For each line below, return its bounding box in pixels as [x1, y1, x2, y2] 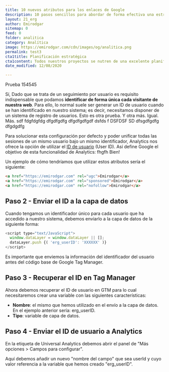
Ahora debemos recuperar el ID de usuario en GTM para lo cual [5, 287, 137, 293]
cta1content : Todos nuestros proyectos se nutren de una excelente [5, 59, 150, 64]
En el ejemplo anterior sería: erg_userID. [12, 307, 96, 313]
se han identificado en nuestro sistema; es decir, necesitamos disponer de [5, 107, 159, 113]
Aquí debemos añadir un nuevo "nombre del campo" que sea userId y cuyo [5, 355, 162, 361]
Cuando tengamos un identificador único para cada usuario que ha [5, 210, 144, 216]
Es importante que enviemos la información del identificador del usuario [5, 254, 154, 260]
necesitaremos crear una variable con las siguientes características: [5, 292, 147, 298]
